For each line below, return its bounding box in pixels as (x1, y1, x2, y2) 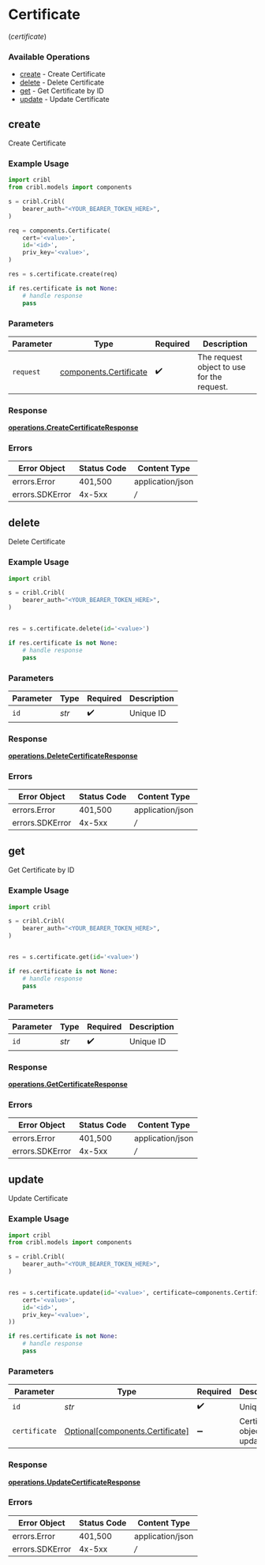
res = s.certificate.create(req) (8, 270, 118, 278)
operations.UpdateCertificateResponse (8, 1477, 140, 1487)
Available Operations (8, 51, 91, 62)
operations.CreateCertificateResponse (8, 423, 139, 432)
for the (196, 371, 222, 382)
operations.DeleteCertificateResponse (8, 751, 138, 761)
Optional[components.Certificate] (64, 1426, 189, 1437)
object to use (196, 361, 246, 372)
